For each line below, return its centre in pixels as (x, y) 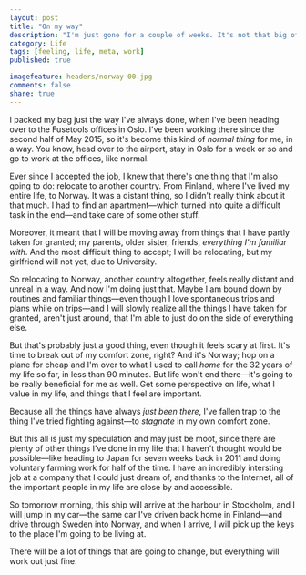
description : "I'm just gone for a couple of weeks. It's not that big (148, 35)
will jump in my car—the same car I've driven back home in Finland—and (146, 514)
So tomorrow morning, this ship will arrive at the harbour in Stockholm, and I (153, 504)
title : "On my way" (46, 26)
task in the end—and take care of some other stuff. (105, 214)
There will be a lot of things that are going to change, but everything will (144, 551)
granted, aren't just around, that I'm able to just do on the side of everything (152, 318)
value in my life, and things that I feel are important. (106, 394)
